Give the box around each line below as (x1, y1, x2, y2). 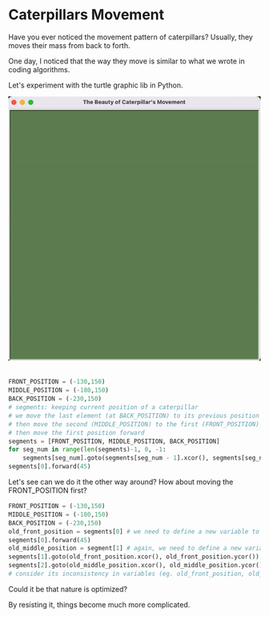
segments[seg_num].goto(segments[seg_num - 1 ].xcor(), (22, 454, 210, 462)
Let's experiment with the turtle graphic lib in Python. (8, 80, 183, 90)
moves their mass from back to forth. (8, 40, 130, 50)
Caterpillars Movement (8, 6, 165, 24)
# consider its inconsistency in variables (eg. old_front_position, (8, 570, 246, 578)
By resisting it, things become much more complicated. (8, 599, 191, 609)
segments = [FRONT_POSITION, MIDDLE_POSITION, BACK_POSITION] (8, 437, 220, 445)
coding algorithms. (8, 64, 70, 74)
